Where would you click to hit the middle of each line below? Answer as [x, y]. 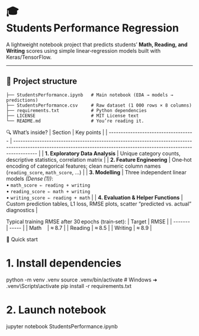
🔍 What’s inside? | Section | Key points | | [57, 132]
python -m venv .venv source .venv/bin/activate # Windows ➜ [82, 280]
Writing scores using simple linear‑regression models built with [84, 50]
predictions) [22, 100]
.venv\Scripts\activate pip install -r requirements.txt [69, 286]
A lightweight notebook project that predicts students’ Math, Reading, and [97, 44]
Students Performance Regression [93, 28]
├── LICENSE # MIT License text [73, 116]
